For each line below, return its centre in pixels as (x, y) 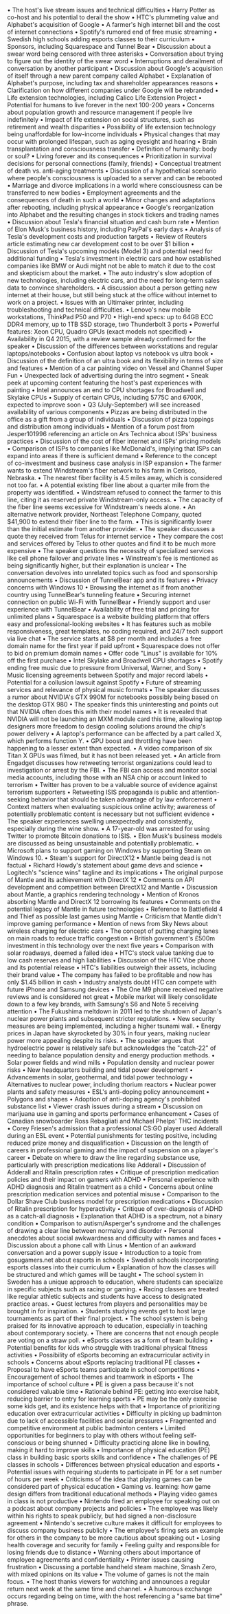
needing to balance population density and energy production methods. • (111, 1055)
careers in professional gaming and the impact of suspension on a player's (113, 1150)
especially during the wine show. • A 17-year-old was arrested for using (108, 829)
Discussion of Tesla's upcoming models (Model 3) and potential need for (110, 251)
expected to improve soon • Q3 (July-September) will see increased (104, 405)
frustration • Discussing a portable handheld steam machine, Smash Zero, (112, 1567)
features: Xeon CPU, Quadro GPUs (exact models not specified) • (100, 332)
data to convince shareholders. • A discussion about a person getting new (112, 288)
